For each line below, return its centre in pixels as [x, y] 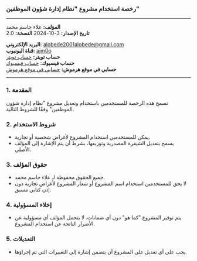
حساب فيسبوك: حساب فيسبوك [40, 63]
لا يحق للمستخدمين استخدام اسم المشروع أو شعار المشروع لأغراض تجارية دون [100, 184]
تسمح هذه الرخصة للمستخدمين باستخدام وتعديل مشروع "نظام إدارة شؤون [87, 103]
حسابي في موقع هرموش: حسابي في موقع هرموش [61, 70]
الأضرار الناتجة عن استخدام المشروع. [55, 224]
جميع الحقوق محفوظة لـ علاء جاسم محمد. [60, 177]
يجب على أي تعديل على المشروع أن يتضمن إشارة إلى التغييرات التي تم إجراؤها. [101, 252]
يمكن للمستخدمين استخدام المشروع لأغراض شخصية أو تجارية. [82, 137]
